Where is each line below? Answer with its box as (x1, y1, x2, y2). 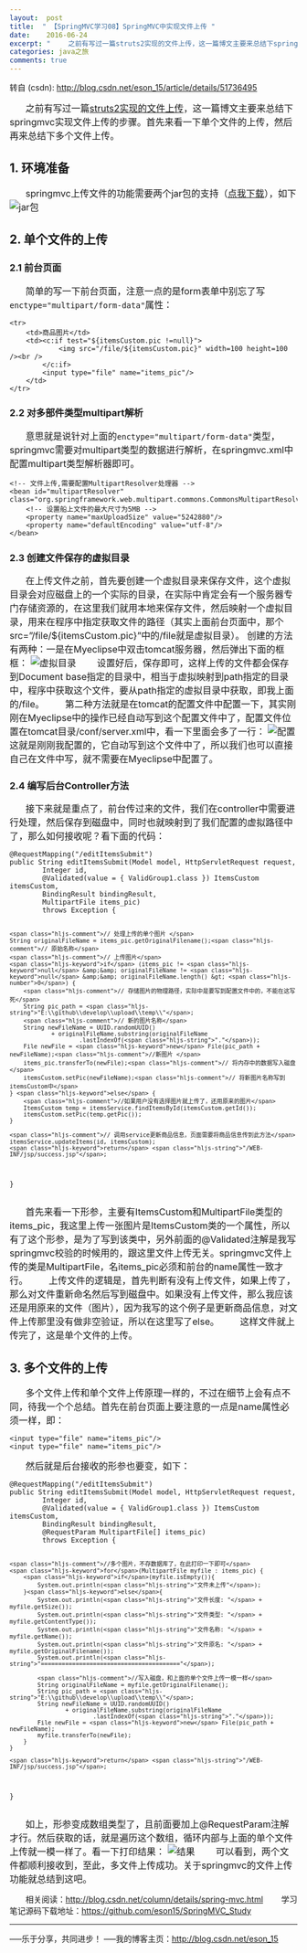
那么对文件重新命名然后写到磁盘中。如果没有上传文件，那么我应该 (9, 1288, 294, 1300)
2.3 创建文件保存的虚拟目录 (9, 551, 130, 564)
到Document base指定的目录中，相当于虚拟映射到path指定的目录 (9, 671, 290, 684)
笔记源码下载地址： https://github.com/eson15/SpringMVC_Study (9, 1905, 252, 1916)
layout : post (9, 13, 64, 23)
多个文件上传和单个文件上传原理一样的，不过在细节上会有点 (26, 1386, 282, 1399)
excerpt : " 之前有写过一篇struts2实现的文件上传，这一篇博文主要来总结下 (9, 38, 274, 48)
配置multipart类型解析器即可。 (9, 457, 140, 470)
